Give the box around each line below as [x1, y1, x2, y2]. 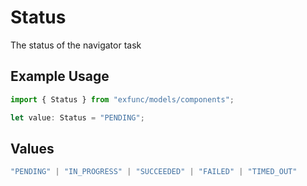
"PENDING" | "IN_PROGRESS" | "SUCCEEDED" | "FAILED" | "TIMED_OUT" [10, 167, 298, 177]
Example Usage [10, 68, 110, 85]
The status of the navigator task [10, 39, 142, 51]
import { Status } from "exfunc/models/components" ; [10, 94, 235, 105]
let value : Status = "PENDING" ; [10, 112, 145, 123]
